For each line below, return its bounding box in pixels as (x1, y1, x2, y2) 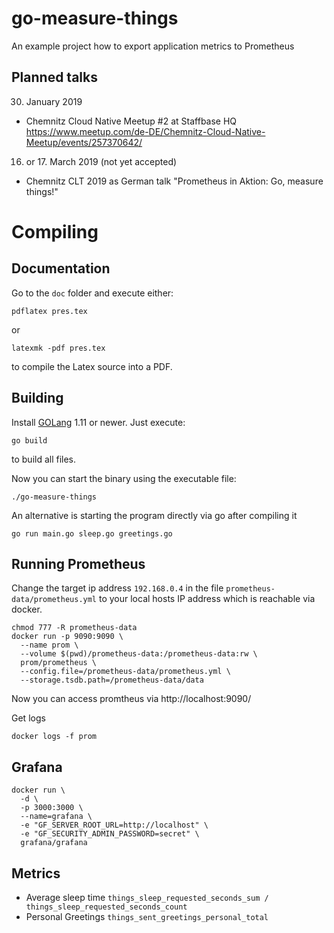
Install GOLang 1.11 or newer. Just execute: (11, 416, 186, 428)
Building (11, 390, 64, 407)
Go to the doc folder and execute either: (11, 287, 174, 299)
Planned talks (11, 69, 98, 86)
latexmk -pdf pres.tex (11, 343, 106, 353)
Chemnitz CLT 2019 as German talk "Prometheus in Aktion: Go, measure (25, 175, 324, 187)
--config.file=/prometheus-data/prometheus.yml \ (20, 667, 231, 677)
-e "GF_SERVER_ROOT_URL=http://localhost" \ (20, 820, 209, 831)
